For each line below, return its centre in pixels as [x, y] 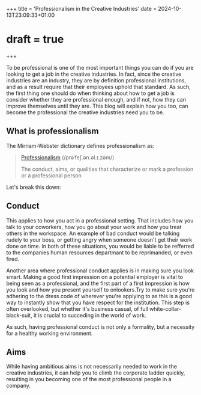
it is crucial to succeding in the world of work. [90, 315]
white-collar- [165, 308]
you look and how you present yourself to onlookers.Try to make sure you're [100, 289]
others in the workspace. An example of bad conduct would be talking [93, 233]
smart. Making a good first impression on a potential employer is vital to [95, 277]
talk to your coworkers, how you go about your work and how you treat [94, 227]
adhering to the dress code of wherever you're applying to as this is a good [99, 296]
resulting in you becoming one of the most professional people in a [89, 379]
